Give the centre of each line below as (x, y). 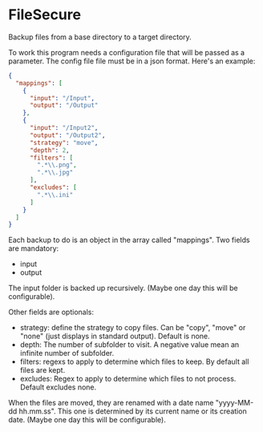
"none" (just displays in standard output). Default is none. (115, 336)
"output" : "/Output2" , (67, 135)
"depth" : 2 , (49, 150)
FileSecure (45, 15)
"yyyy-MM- (235, 403)
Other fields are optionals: (51, 312)
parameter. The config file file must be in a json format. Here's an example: (132, 61)
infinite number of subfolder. (67, 353)
